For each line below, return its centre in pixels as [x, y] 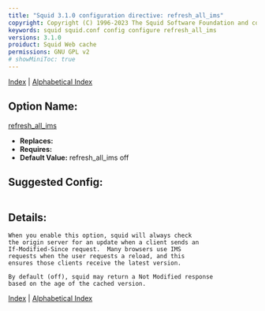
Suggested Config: [56, 182]
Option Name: [43, 107]
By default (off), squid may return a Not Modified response [111, 277]
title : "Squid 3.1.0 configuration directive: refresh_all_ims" [116, 15]
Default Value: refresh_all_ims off [74, 157]
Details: [28, 217]
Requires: [36, 149]
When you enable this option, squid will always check [100, 236]
